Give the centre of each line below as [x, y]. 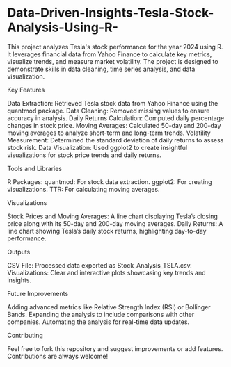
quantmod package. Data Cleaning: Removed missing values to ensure [109, 111]
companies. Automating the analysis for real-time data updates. [98, 322]
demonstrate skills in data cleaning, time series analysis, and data [101, 69]
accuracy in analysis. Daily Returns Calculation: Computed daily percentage [116, 118]
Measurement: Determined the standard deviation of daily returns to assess [115, 140]
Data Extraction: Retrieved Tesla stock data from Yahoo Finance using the [113, 103]
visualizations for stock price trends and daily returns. [84, 155]
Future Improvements [38, 293]
